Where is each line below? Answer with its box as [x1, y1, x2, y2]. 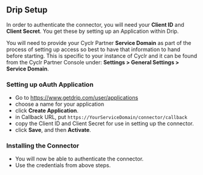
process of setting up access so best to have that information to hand [6, 46, 181, 53]
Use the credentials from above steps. [15, 162, 111, 169]
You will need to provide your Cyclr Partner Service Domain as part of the [6, 39, 191, 46]
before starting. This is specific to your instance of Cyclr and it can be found [6, 52, 198, 60]
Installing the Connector [6, 142, 80, 150]
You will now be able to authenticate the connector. [15, 155, 144, 163]
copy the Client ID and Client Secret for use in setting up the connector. [15, 120, 194, 127]
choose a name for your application [15, 100, 105, 108]
